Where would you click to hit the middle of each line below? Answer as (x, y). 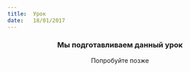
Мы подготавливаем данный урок (120, 45)
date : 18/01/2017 (36, 20)
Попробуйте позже (120, 60)
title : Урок (27, 14)
